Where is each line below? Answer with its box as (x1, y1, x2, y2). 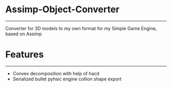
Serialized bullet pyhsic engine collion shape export (12, 76, 122, 82)
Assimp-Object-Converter (5, 4, 120, 15)
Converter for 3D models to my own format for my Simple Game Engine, (5, 25, 157, 31)
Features (5, 49, 44, 60)
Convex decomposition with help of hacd (12, 70, 100, 76)
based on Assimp (5, 31, 42, 37)
